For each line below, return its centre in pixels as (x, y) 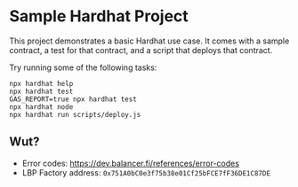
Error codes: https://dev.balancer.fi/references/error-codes (131, 163)
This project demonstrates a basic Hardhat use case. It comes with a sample (149, 41)
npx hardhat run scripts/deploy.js (75, 114)
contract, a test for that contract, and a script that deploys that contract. (141, 50)
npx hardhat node (41, 107)
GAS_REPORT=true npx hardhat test (73, 99)
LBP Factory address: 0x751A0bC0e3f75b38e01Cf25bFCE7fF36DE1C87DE (146, 172)
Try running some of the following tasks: (83, 67)
